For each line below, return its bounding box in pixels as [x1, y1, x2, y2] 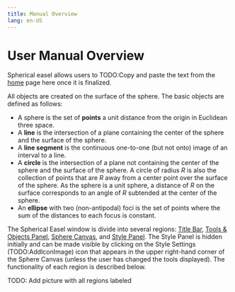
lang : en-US [7, 17, 42, 24]
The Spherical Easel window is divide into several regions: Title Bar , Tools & [7, 225, 228, 234]
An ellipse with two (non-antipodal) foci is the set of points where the [17, 203, 221, 213]
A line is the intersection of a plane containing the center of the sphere [17, 128, 224, 137]
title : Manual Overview [7, 10, 78, 18]
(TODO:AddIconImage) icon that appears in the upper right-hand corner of [7, 247, 225, 256]
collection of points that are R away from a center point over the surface [17, 174, 228, 182]
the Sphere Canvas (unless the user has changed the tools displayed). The [7, 255, 225, 264]
